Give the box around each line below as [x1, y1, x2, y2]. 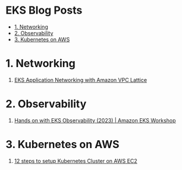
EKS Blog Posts [5, 4, 83, 17]
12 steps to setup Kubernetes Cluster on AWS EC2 [14, 157, 137, 164]
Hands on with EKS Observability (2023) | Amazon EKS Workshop [14, 117, 176, 124]
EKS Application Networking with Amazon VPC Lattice [14, 76, 147, 83]
